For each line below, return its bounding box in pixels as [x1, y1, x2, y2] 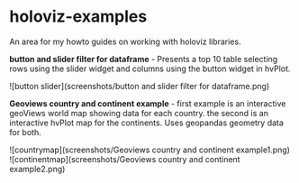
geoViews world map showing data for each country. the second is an [9, 107, 268, 118]
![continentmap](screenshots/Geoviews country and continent [9, 153, 240, 164]
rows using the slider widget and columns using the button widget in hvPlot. [9, 63, 291, 74]
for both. [9, 126, 42, 137]
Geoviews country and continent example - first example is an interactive [9, 97, 286, 109]
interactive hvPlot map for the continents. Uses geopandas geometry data [9, 117, 284, 128]
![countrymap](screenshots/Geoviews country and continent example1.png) [9, 144, 291, 155]
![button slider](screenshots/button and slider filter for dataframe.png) [9, 80, 270, 91]
